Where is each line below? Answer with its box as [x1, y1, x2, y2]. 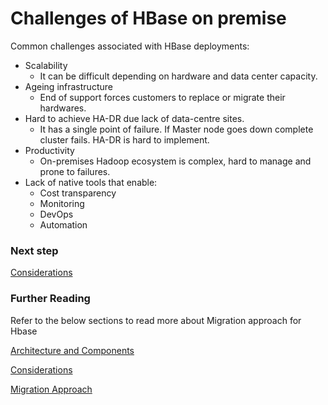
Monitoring [39, 197, 85, 209]
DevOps [39, 208, 74, 220]
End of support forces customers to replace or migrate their [39, 91, 286, 103]
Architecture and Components [10, 344, 135, 356]
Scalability [24, 59, 68, 71]
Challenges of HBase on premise [10, 7, 287, 30]
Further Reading [10, 292, 91, 306]
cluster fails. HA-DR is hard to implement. [39, 133, 210, 146]
